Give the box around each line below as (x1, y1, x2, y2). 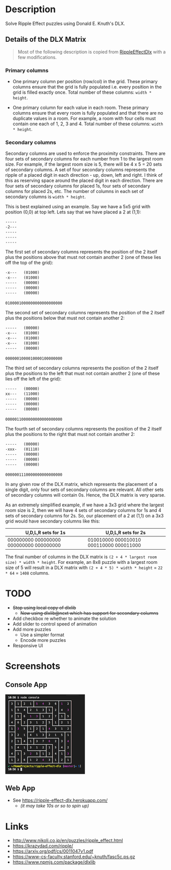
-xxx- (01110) (5, 447, 40, 452)
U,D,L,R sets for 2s (105, 529, 146, 535)
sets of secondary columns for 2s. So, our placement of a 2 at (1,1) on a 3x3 (5, 513, 164, 519)
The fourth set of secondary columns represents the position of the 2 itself (5, 426, 162, 432)
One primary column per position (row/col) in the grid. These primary (12, 78, 158, 85)
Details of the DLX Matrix (5, 35, 87, 44)
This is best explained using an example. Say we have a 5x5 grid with (5, 204, 151, 210)
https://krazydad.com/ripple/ (12, 843, 73, 849)
